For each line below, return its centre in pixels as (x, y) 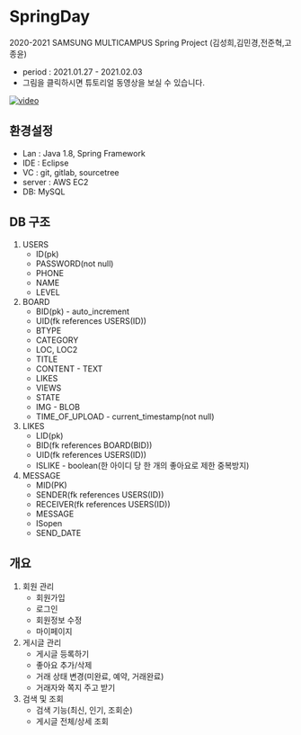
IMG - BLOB (58, 407)
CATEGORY (57, 340)
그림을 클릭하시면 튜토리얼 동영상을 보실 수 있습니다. (113, 82)
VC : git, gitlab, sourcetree (71, 172)
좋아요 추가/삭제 (64, 665)
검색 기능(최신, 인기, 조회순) (84, 710)
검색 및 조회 (43, 699)
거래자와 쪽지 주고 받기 (75, 688)
